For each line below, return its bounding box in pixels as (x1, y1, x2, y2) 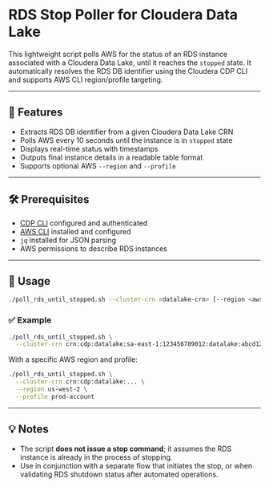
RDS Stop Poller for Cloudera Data (8, 6, 239, 24)
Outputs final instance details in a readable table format (19, 152, 203, 162)
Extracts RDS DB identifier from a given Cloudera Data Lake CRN (19, 127, 234, 136)
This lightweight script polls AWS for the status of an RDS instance (8, 49, 228, 59)
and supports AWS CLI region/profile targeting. (8, 75, 163, 84)
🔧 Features (8, 106, 63, 120)
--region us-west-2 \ (15, 385, 88, 394)
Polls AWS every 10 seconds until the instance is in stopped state (19, 135, 233, 145)
